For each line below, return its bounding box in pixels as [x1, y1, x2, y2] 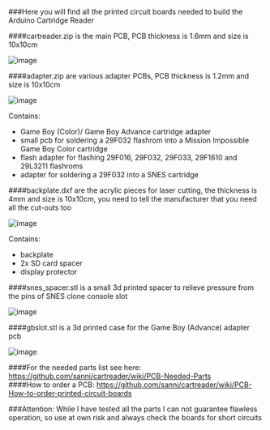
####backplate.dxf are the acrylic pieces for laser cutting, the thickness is [8, 185, 258, 195]
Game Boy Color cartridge [19, 144, 108, 153]
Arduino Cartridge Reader [8, 15, 95, 25]
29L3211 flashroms [19, 161, 84, 171]
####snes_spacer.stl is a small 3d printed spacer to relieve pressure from [8, 283, 255, 292]
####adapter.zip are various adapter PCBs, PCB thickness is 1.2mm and [8, 71, 250, 80]
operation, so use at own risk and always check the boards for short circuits [8, 413, 262, 422]
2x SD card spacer [19, 258, 83, 268]
